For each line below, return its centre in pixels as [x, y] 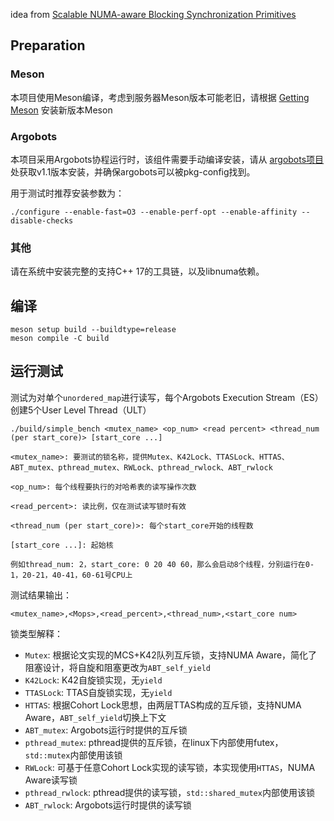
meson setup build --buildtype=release [93, 330]
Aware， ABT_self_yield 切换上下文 [95, 717]
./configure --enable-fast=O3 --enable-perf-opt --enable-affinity [154, 212]
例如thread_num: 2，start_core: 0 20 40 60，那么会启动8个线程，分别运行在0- [162, 564]
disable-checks [42, 220]
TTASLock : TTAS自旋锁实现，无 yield [98, 692]
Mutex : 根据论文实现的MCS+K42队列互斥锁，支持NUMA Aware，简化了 [171, 655]
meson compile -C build [60, 339]
